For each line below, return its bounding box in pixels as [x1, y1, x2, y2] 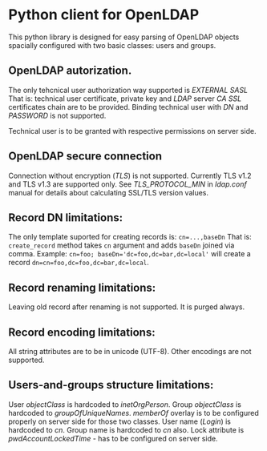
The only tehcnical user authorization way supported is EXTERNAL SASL [8, 85, 249, 95]
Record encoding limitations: [8, 325, 156, 339]
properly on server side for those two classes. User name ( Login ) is [8, 417, 231, 426]
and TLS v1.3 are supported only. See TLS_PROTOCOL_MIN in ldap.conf [8, 179, 247, 189]
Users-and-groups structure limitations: [8, 378, 214, 392]
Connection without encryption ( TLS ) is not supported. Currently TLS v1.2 [8, 171, 252, 180]
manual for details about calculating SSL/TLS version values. [8, 187, 209, 197]
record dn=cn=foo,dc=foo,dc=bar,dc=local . [8, 258, 150, 268]
